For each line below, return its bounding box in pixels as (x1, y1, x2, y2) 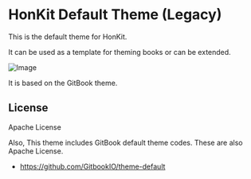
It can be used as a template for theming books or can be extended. (8, 47, 231, 56)
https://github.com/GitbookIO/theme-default (19, 161, 166, 171)
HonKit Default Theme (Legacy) (8, 6, 222, 24)
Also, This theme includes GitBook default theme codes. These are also (8, 138, 243, 147)
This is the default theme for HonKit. (8, 32, 127, 41)
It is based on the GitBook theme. (8, 78, 118, 88)
